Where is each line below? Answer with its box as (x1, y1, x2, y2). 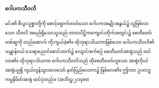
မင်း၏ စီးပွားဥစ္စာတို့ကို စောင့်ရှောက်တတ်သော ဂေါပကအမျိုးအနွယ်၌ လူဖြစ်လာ (5, 21, 149, 26)
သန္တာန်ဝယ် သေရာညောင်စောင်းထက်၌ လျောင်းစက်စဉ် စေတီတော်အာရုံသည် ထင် (5, 49, 151, 54)
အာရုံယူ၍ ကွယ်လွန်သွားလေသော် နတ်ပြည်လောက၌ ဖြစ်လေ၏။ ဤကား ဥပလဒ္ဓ (5, 67, 151, 73)
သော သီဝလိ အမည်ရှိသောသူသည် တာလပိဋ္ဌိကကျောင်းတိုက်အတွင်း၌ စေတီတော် (5, 30, 152, 36)
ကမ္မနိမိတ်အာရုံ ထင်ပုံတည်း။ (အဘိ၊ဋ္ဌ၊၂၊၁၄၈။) (5, 76, 89, 82)
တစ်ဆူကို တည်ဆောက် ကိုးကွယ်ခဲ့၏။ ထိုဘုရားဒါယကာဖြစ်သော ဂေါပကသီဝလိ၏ (5, 39, 155, 45)
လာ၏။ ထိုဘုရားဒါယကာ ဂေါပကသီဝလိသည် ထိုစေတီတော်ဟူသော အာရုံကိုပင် (5, 58, 149, 63)
